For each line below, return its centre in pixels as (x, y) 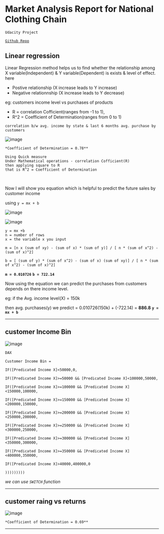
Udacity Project (21, 32)
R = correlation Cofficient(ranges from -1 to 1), (58, 111)
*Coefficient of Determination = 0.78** (47, 148)
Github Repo (17, 41)
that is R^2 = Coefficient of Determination (51, 170)
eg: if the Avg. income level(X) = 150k (43, 298)
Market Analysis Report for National (79, 9)
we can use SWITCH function (33, 481)
